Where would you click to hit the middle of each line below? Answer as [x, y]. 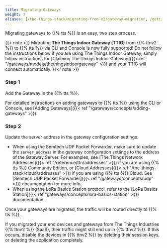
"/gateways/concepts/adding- [120, 108]
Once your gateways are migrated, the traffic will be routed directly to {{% [81, 209]
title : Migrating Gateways [33, 10]
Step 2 [13, 126]
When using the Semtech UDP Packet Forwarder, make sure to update [84, 146]
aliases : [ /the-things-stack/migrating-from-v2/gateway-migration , [77, 19]
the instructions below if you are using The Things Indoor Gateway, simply [81, 53]
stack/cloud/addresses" [37, 173]
